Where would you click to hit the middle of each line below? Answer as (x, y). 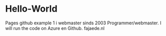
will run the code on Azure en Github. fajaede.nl (55, 28)
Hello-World (31, 9)
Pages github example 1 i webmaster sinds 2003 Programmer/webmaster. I (83, 23)
